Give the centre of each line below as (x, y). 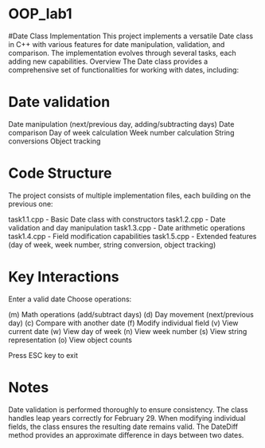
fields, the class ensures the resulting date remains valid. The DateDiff (123, 426)
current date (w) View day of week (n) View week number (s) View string (128, 331)
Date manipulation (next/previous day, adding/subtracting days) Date (121, 124)
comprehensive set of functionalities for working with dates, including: (124, 69)
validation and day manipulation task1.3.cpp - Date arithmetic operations (127, 227)
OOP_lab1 (41, 14)
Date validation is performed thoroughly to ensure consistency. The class (128, 409)
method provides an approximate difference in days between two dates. (126, 434)
